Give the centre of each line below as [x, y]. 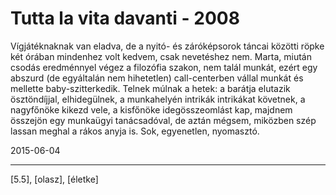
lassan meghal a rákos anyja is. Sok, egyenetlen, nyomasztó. [135, 131]
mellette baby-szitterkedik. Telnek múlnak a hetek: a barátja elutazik [150, 88]
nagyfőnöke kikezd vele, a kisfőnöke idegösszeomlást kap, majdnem [151, 109]
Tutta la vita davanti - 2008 [125, 18]
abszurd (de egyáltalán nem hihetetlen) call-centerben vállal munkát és [157, 78]
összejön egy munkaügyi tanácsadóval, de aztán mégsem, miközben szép [163, 120]
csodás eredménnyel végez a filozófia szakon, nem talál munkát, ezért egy [164, 67]
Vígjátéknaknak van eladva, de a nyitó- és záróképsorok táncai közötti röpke [167, 46]
